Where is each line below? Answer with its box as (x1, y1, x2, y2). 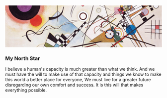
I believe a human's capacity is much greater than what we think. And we (5, 66, 155, 72)
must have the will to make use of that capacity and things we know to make (5, 71, 162, 77)
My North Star (5, 55, 40, 62)
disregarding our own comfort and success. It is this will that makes (5, 82, 144, 88)
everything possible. (5, 87, 47, 93)
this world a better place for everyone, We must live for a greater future (5, 77, 151, 83)
